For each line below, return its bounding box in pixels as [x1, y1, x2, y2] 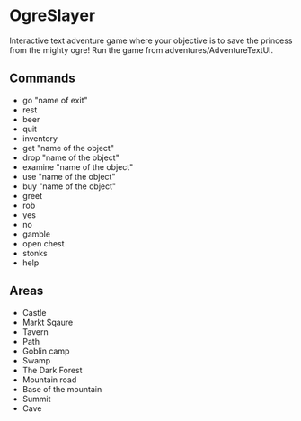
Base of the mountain [22, 383, 102, 394]
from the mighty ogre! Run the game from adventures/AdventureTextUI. [9, 44, 274, 55]
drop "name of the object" [22, 152, 120, 163]
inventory [22, 132, 58, 144]
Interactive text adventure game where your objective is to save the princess [9, 35, 293, 46]
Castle [22, 307, 47, 318]
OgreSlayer [9, 5, 96, 26]
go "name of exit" [22, 94, 88, 105]
